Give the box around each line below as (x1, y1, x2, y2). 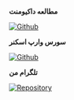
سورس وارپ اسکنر (9, 37, 66, 46)
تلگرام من (9, 68, 39, 77)
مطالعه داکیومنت (9, 7, 58, 16)
